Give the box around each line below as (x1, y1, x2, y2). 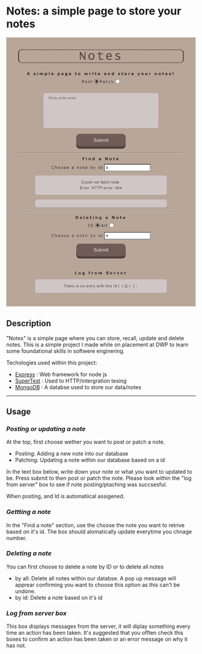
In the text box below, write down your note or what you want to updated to (6, 468, 192, 475)
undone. (14, 587, 36, 595)
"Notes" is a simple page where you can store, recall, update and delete (6, 334, 185, 341)
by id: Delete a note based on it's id (14, 594, 103, 601)
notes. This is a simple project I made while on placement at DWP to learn (6, 341, 189, 348)
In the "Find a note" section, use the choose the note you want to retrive (6, 521, 185, 529)
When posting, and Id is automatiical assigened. (6, 493, 125, 500)
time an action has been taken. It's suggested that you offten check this (6, 629, 183, 637)
